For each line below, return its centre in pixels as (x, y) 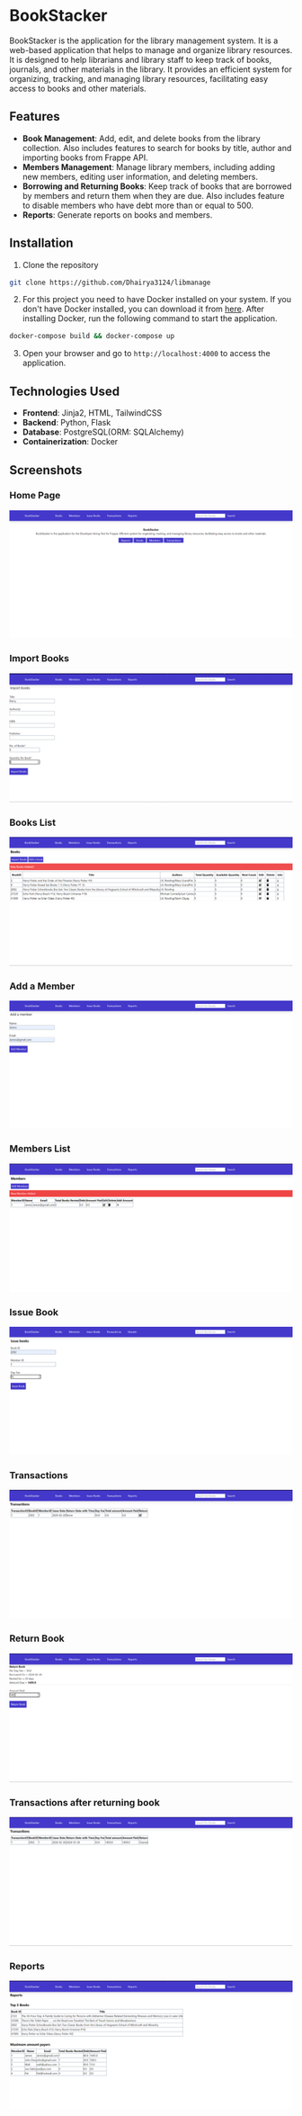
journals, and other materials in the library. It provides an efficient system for (151, 69)
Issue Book (34, 1312)
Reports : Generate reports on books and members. (117, 215)
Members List (40, 1149)
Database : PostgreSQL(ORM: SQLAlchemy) (103, 432)
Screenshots (46, 470)
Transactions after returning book (84, 1802)
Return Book (37, 1638)
